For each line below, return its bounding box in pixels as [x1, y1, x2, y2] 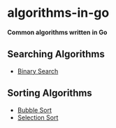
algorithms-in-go [7, 5, 110, 21]
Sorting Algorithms [7, 87, 92, 99]
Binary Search [17, 66, 59, 75]
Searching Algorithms [7, 48, 105, 60]
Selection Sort [17, 113, 59, 122]
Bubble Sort [17, 106, 52, 114]
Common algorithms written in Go [7, 28, 108, 36]
